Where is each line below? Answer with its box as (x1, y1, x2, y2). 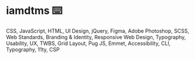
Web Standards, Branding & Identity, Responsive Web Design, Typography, (6, 33, 186, 40)
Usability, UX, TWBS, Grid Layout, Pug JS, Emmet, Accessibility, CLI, (6, 40, 171, 47)
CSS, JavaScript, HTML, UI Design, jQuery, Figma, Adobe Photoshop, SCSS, (6, 27, 190, 34)
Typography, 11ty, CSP (6, 46, 60, 53)
